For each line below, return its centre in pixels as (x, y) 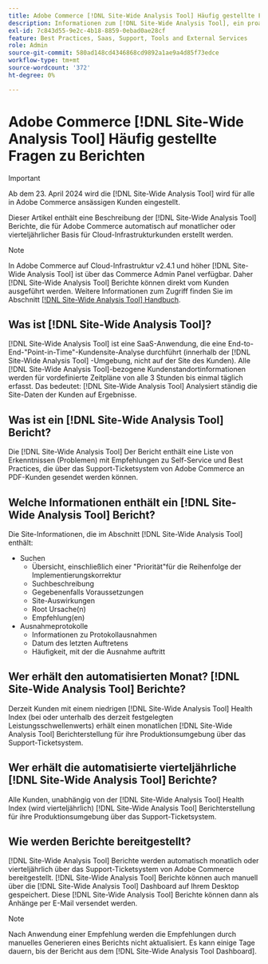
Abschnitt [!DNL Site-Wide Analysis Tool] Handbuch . (95, 299)
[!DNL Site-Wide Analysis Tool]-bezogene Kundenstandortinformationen (127, 370)
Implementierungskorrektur (77, 575)
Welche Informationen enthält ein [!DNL (109, 502)
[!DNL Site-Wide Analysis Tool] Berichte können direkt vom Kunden (119, 282)
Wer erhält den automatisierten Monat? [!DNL (124, 677)
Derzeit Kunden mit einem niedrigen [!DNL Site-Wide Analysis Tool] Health (130, 708)
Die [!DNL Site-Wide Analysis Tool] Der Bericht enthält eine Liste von (121, 452)
